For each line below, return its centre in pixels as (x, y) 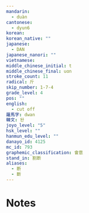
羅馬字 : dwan (20, 114)
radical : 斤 (20, 82)
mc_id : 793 (19, 147)
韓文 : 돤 (15, 120)
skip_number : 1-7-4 (30, 88)
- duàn (19, 17)
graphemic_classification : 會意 (44, 152)
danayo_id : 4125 (26, 142)
